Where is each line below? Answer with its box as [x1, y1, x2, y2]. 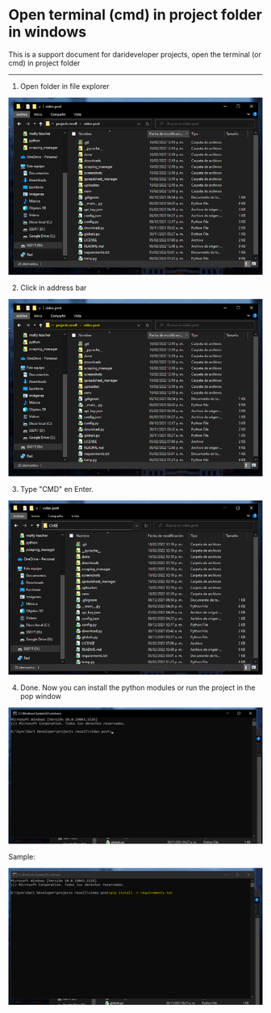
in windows [8, 23, 87, 41]
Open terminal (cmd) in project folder [8, 6, 262, 24]
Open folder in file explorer [19, 81, 110, 90]
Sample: [8, 852, 36, 862]
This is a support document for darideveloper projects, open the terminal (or [8, 49, 262, 59]
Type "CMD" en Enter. [19, 485, 94, 494]
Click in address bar [19, 283, 87, 292]
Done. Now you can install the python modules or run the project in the [19, 683, 256, 692]
